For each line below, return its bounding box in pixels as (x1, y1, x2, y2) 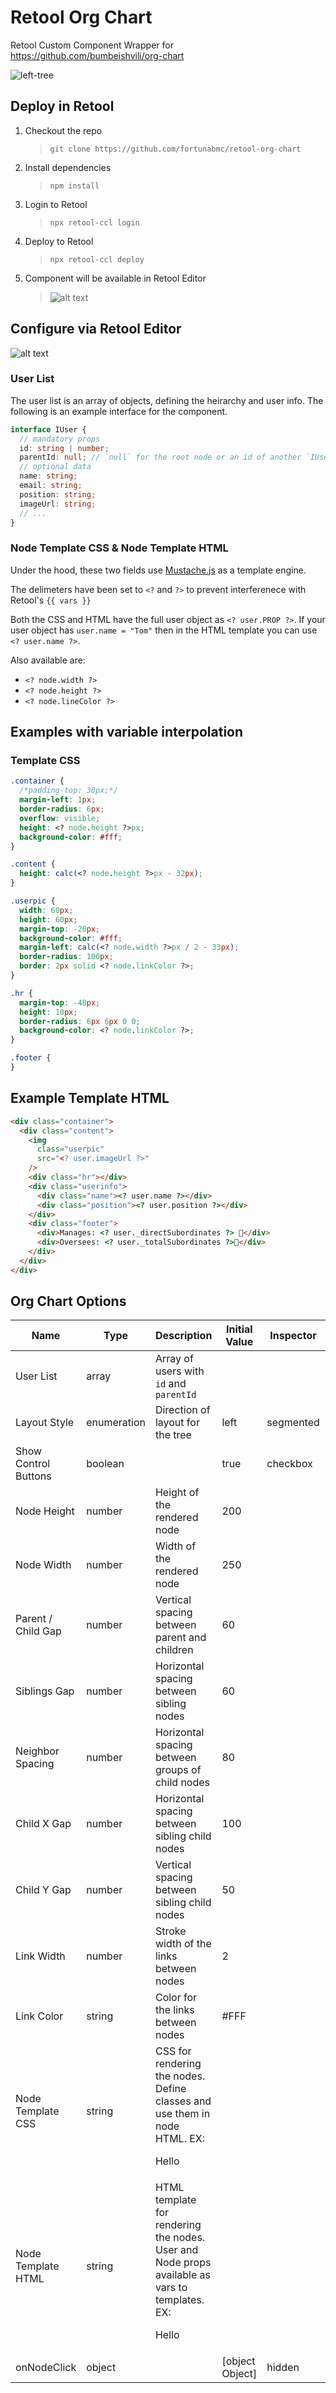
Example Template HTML (10, 1090, 170, 1107)
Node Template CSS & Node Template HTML (10, 541, 229, 555)
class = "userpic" (36, 1144, 105, 1155)
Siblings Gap (15, 1684, 75, 1698)
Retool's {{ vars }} (10, 594, 92, 606)
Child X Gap (15, 1817, 72, 1831)
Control (15, 1457, 51, 1471)
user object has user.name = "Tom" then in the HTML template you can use (10, 624, 318, 636)
